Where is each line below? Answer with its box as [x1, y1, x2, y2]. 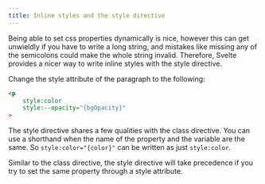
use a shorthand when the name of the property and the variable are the [8, 134, 245, 144]
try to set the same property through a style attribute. [8, 167, 183, 176]
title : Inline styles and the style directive [8, 11, 166, 20]
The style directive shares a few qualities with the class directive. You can [8, 126, 251, 136]
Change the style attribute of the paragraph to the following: [8, 74, 205, 83]
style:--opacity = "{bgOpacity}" [22, 104, 127, 112]
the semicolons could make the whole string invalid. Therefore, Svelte [8, 50, 237, 59]
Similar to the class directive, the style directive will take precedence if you [8, 158, 253, 167]
